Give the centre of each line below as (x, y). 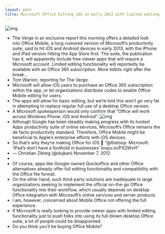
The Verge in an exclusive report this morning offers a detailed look (81, 38)
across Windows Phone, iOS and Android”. (55, 116)
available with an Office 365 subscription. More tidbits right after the (82, 69)
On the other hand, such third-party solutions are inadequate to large (82, 179)
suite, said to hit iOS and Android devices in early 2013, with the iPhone (84, 48)
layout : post (18, 10)
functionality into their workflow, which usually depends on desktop (81, 190)
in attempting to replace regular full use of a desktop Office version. (81, 106)
